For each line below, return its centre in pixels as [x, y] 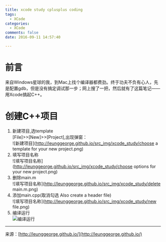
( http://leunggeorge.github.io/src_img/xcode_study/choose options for [84, 166]
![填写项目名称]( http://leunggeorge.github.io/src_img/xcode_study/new [84, 201]
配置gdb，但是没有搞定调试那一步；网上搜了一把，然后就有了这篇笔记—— [85, 88]
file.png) [21, 207]
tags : [11, 14]
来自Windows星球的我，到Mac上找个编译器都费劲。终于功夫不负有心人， [80, 82]
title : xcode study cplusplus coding [44, 10]
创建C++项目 [32, 116]
